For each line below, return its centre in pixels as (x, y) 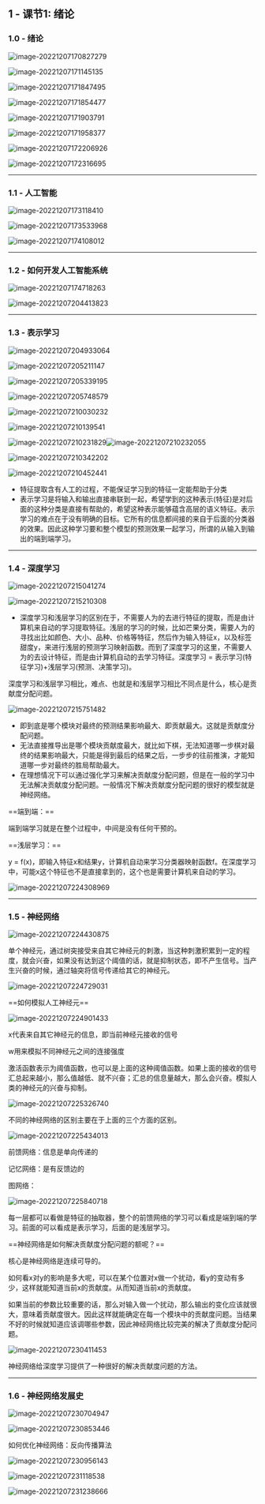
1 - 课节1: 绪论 (41, 14)
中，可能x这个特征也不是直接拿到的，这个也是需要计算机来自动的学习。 (124, 872)
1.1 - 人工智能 (33, 193)
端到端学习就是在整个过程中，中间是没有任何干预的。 (95, 828)
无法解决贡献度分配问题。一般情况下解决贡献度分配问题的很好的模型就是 (137, 785)
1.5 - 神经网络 (34, 917)
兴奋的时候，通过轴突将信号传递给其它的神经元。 (94, 970)
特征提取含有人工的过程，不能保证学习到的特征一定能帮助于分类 (123, 489)
